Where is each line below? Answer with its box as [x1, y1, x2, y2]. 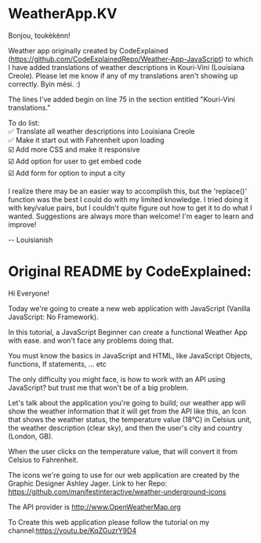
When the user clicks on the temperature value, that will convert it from [8, 446, 237, 456]
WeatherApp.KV [8, 5, 118, 23]
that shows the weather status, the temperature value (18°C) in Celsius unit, [8, 414, 252, 424]
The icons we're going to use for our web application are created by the [8, 470, 240, 479]
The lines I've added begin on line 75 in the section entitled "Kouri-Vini [8, 94, 236, 104]
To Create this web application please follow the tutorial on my [8, 517, 210, 526]
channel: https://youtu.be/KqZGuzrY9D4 [8, 526, 137, 535]
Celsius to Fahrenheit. [8, 455, 78, 464]
